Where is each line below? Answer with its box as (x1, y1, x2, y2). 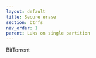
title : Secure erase (6, 14, 57, 20)
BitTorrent (6, 46, 30, 53)
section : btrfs (6, 19, 43, 25)
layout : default (6, 8, 46, 15)
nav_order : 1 (6, 25, 38, 31)
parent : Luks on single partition (6, 30, 91, 36)
